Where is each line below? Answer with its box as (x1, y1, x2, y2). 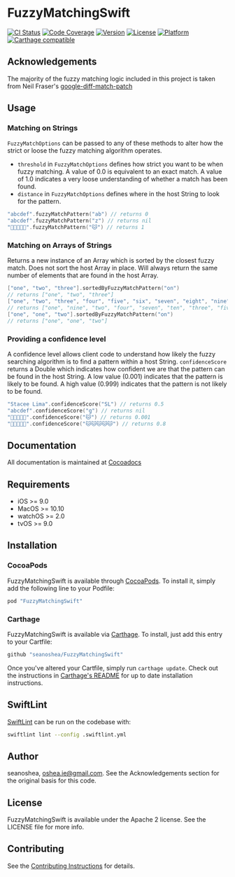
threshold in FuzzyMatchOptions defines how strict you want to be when (17, 160, 224, 169)
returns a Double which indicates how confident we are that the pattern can (7, 364, 225, 373)
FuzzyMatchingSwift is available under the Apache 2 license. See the (7, 815, 206, 824)
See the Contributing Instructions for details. (7, 862, 135, 870)
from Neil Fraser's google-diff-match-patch (7, 82, 133, 90)
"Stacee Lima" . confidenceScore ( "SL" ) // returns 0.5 (7, 401, 164, 408)
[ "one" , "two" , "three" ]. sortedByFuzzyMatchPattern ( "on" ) (7, 285, 180, 292)
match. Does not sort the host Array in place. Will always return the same (7, 264, 218, 272)
